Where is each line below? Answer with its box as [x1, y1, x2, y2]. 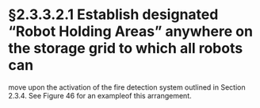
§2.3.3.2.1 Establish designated [8, 6, 219, 24]
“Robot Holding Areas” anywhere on [8, 22, 254, 40]
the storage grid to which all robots [8, 40, 243, 57]
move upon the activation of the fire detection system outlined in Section [8, 82, 246, 92]
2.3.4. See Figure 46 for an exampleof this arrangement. [8, 91, 192, 100]
